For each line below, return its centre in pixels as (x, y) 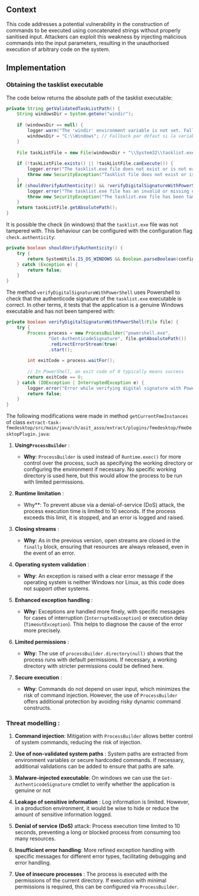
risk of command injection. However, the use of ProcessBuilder (100, 695)
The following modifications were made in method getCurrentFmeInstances (97, 416)
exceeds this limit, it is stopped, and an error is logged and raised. (104, 517)
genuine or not (33, 791)
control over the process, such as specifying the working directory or (108, 463)
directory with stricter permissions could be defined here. (94, 666)
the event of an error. (49, 553)
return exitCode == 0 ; (55, 377)
